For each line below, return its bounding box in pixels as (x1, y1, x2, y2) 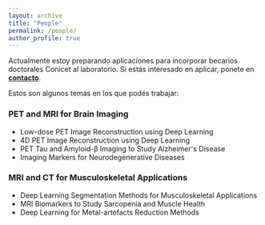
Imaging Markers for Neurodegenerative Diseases (19, 152, 186, 162)
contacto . (8, 73, 42, 82)
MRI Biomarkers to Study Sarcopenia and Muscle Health (19, 199, 206, 208)
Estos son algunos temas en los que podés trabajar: (8, 89, 179, 98)
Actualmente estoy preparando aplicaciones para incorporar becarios (8, 56, 239, 66)
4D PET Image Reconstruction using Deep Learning (19, 135, 191, 145)
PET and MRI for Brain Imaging (8, 109, 129, 120)
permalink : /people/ (8, 26, 78, 34)
